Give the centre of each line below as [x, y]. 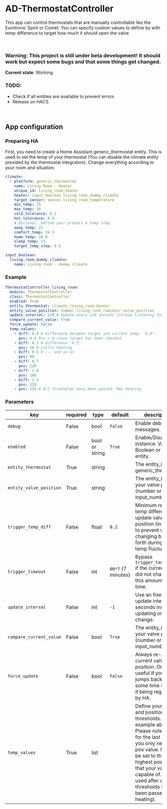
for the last [148, 737]
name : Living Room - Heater [43, 186]
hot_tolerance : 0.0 [34, 219]
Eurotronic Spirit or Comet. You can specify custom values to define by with [83, 27]
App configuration [34, 127]
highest [144, 762]
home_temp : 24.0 [31, 237]
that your [146, 768]
